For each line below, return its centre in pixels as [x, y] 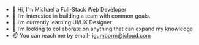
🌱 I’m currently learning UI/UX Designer [62, 22]
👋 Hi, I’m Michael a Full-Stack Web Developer [69, 9]
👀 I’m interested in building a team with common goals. [81, 16]
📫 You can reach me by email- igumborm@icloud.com [81, 36]
